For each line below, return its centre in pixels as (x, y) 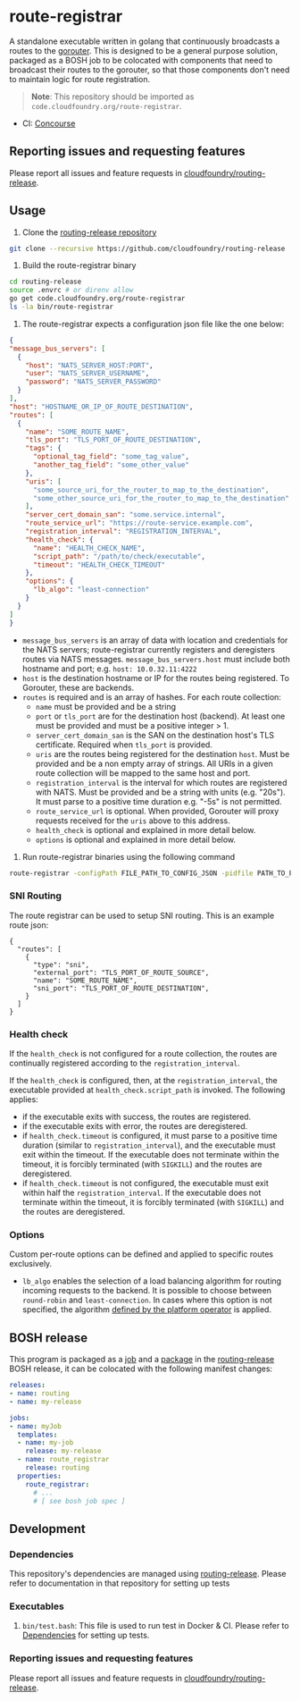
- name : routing (39, 1394)
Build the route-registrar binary (79, 265)
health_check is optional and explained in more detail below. (146, 829)
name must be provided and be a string (106, 706)
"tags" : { (44, 449)
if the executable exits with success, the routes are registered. (137, 1117)
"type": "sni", (61, 964)
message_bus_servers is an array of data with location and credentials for (155, 640)
